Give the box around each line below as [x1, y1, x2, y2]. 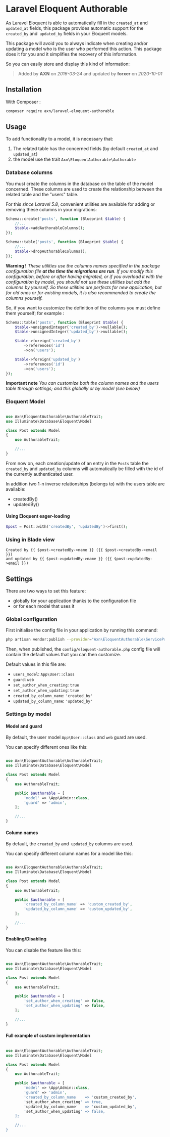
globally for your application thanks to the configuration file [13, 598, 137, 604]
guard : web [13, 676, 34, 683]
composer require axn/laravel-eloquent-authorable [6, 108, 115, 114]
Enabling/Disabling [6, 936, 47, 942]
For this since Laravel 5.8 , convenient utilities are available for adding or [6, 201, 155, 207]
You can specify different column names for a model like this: [6, 850, 133, 857]
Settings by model [6, 711, 51, 718]
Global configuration [6, 616, 58, 623]
